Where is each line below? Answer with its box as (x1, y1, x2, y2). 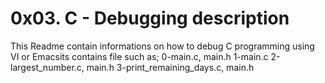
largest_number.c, (10, 61, 85, 73)
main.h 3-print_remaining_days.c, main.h (86, 61, 255, 73)
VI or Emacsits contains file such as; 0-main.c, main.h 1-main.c (10, 50, 269, 62)
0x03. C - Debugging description (10, 7, 290, 30)
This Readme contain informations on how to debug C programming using (10, 40, 315, 52)
